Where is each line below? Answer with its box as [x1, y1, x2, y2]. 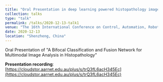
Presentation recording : [5, 61, 54, 67]
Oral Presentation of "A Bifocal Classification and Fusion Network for [5, 47, 142, 53]
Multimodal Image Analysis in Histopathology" [5, 52, 97, 58]
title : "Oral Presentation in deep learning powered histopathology [5, 7, 147, 12]
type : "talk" [5, 16, 32, 21]
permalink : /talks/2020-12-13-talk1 [5, 20, 79, 25]
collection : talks [5, 12, 42, 16]
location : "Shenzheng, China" [5, 34, 66, 39]
